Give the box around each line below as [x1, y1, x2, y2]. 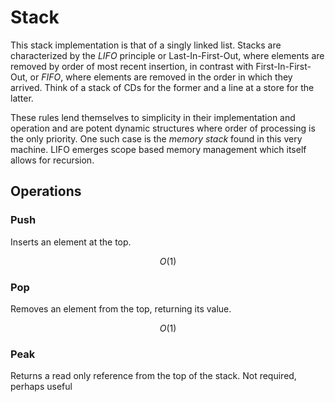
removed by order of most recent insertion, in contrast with [10, 60, 254, 72]
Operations [10, 183, 82, 200]
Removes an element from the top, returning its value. [10, 302, 232, 315]
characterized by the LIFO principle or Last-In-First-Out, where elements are [10, 49, 325, 61]
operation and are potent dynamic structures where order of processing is [10, 122, 316, 134]
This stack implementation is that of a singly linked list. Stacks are [10, 39, 282, 51]
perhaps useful [10, 381, 73, 393]
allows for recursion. [10, 154, 95, 166]
